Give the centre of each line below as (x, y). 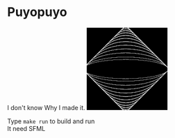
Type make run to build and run (51, 121)
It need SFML (26, 128)
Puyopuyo (37, 12)
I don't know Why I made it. (46, 107)
